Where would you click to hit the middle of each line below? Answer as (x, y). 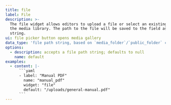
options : (15, 47)
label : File (18, 15)
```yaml (27, 71)
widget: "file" (40, 85)
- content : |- (25, 66)
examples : (16, 62)
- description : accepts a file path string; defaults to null (77, 52)
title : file (18, 10)
